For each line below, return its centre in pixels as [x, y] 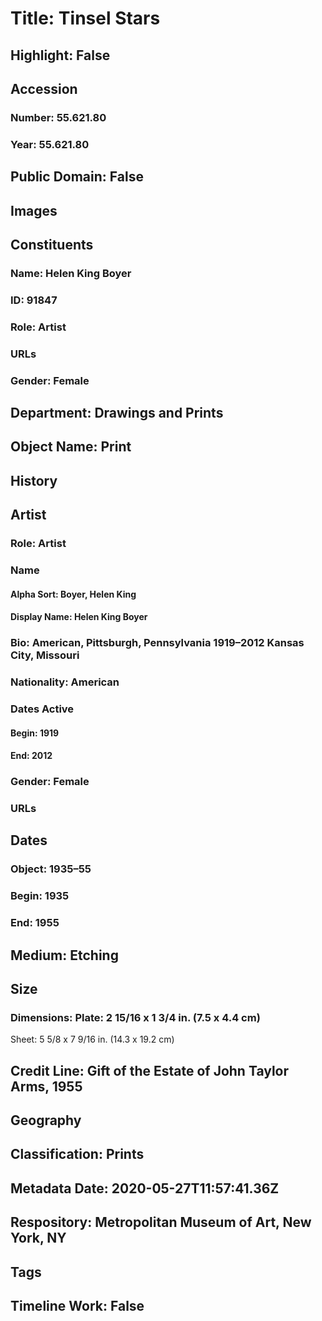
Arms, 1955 [46, 1086]
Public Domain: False [77, 177]
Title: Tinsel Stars [85, 18]
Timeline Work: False [77, 1305]
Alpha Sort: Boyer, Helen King [73, 594]
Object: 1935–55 [51, 869]
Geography [46, 1120]
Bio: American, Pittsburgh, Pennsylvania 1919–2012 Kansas [157, 643]
